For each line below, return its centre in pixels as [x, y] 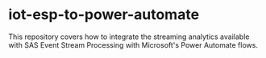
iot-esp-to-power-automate [104, 15]
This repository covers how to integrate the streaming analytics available [129, 37]
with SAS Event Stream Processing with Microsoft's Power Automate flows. [133, 44]
